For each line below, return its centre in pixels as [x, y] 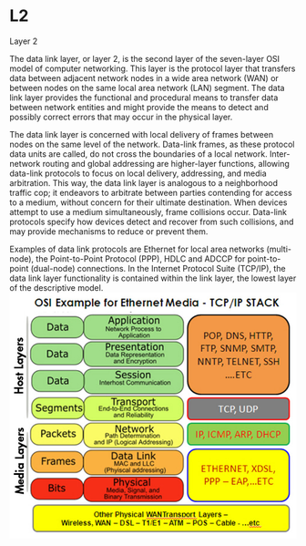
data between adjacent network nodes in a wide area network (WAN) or [144, 77]
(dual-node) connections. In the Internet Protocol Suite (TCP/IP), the [158, 268]
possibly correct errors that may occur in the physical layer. [121, 117]
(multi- [279, 249]
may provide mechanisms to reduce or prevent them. [109, 231]
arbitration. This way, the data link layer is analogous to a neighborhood [143, 182]
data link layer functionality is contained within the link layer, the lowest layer [153, 278]
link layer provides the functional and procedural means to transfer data [144, 98]
